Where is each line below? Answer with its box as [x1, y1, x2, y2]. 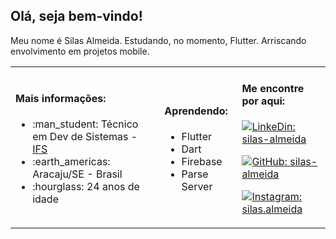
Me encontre [241, 82, 305, 96]
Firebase [181, 155, 223, 169]
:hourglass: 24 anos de [32, 180, 140, 194]
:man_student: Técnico [32, 117, 139, 131]
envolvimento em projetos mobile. [10, 45, 150, 57]
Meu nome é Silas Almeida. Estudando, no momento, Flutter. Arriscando [10, 34, 307, 46]
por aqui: [241, 94, 286, 108]
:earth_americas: [32, 155, 111, 169]
